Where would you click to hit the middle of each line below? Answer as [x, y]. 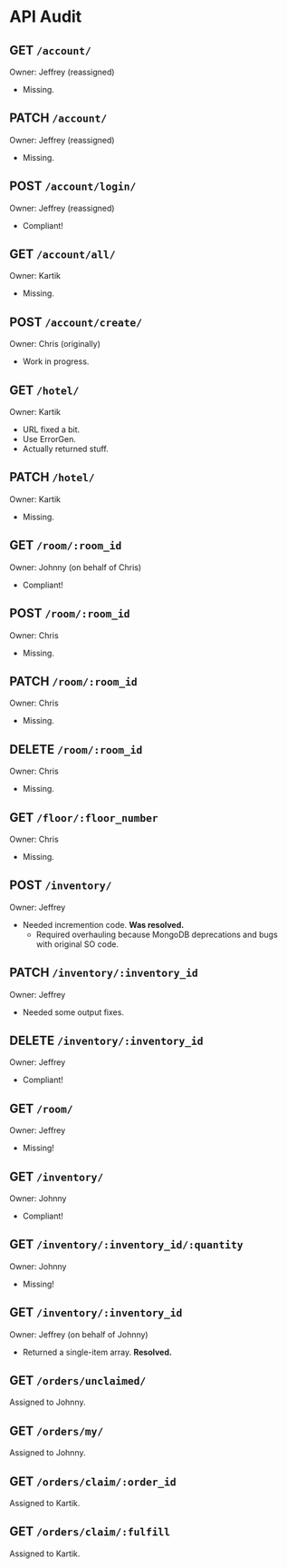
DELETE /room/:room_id [76, 749]
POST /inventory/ [61, 886]
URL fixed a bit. [51, 429]
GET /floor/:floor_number [84, 818]
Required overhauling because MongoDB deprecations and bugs [157, 934]
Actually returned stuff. [65, 449]
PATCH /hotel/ [52, 477]
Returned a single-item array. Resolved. [97, 1352]
